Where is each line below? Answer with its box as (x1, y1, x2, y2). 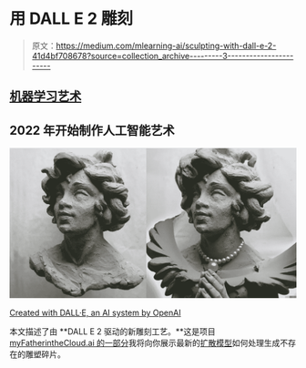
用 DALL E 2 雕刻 (9, 8, 134, 29)
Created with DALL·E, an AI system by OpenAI (9, 307, 181, 319)
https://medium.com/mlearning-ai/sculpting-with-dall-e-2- (56, 40, 277, 51)
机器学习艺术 (9, 88, 82, 105)
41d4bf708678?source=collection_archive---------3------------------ (31, 50, 294, 61)
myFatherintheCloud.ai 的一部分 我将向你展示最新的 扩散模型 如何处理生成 (9, 338, 280, 349)
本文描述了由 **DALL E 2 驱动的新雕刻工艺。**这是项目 (9, 326, 216, 337)
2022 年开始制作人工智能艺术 (9, 122, 175, 138)
